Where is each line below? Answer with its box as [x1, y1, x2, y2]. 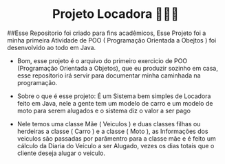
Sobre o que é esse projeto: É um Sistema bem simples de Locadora [17, 92, 211, 100]
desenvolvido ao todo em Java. [7, 43, 96, 51]
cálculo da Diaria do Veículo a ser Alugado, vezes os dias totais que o [17, 141, 215, 150]
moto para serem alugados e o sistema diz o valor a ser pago [17, 106, 191, 115]
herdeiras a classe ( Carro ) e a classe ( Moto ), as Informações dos [17, 127, 208, 135]
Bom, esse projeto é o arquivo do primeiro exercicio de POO [17, 56, 188, 65]
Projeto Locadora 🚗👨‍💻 [52, 6, 179, 22]
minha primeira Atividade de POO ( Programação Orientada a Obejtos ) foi [7, 36, 217, 44]
